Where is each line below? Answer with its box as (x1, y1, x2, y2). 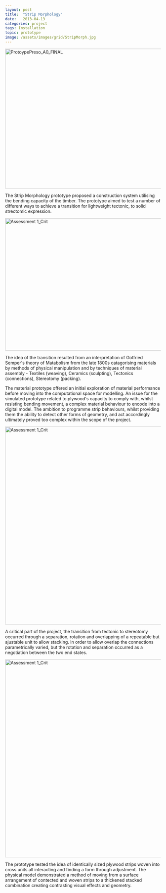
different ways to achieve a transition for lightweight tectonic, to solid (5, 203, 146, 209)
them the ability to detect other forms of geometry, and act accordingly (5, 411, 150, 417)
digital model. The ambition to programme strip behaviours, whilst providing (5, 406, 160, 412)
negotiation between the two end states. (5, 649, 87, 656)
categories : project (5, 21, 48, 26)
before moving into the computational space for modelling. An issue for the (5, 390, 158, 396)
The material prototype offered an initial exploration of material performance (5, 385, 161, 391)
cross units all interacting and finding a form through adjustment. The (5, 866, 146, 872)
